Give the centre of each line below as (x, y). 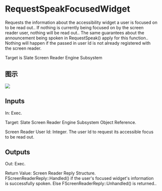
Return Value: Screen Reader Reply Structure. (50, 173)
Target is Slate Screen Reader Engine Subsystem (54, 57)
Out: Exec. (15, 164)
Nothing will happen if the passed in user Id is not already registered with (78, 43)
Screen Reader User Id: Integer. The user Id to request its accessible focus (79, 132)
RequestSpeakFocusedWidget (68, 9)
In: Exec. (14, 113)
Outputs (18, 152)
